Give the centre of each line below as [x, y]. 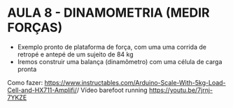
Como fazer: [25, 82]
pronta [27, 69]
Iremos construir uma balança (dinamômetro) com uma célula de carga [120, 61]
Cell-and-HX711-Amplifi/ [42, 90]
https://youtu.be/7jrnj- [181, 90]
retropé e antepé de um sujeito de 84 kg [75, 54]
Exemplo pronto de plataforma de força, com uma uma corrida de [112, 47]
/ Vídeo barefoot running [112, 90]
